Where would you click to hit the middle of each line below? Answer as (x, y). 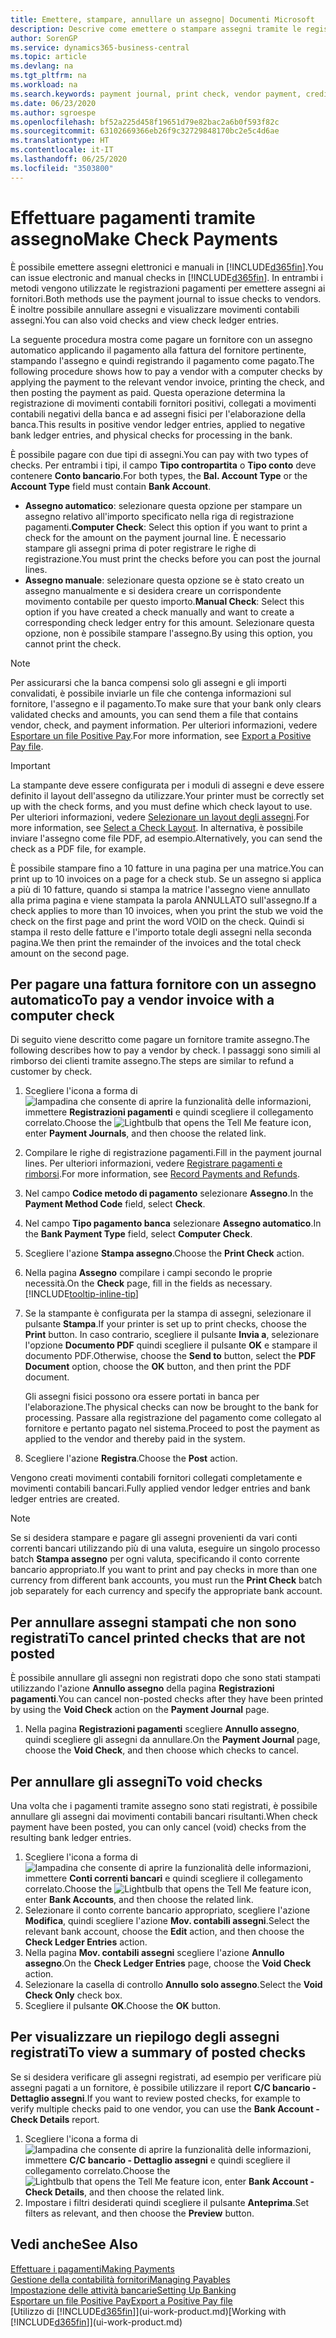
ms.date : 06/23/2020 (53, 103)
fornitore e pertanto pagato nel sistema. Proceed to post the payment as (172, 1428)
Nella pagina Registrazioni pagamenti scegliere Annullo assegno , (162, 1729)
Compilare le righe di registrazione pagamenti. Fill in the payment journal (173, 1153)
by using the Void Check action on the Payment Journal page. (140, 1710)
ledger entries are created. (65, 1499)
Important (30, 765)
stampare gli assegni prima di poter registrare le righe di (140, 548)
